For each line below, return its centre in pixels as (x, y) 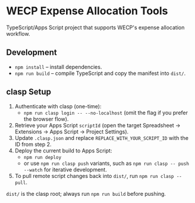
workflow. (18, 33)
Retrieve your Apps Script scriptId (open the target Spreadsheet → (97, 125)
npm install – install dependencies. (58, 67)
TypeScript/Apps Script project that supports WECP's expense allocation (95, 27)
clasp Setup (29, 92)
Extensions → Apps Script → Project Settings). (72, 132)
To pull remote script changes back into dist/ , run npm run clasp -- (98, 176)
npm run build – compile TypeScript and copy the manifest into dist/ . (100, 73)
